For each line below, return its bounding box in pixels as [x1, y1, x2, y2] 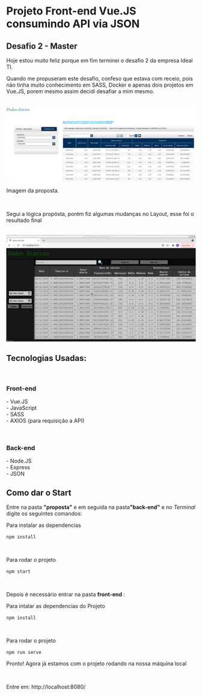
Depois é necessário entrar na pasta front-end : [6, 591, 125, 598]
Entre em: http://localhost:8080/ [6, 683, 86, 691]
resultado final [6, 217, 42, 224]
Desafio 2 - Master [6, 41, 78, 51]
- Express [6, 464, 30, 471]
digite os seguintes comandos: [6, 510, 82, 517]
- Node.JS [6, 457, 32, 464]
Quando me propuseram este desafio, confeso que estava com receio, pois [6, 75, 194, 82]
